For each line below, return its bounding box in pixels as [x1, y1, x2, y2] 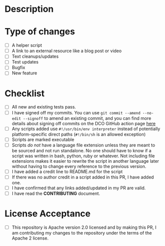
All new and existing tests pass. [11, 104, 76, 110]
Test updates [11, 59, 39, 65]
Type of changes [4, 26, 75, 37]
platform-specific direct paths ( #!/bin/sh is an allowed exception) [11, 131, 146, 137]
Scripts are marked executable [11, 137, 75, 142]
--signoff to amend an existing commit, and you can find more [23, 115, 152, 121]
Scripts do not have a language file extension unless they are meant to [11, 142, 155, 148]
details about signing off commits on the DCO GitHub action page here [11, 120, 156, 126]
